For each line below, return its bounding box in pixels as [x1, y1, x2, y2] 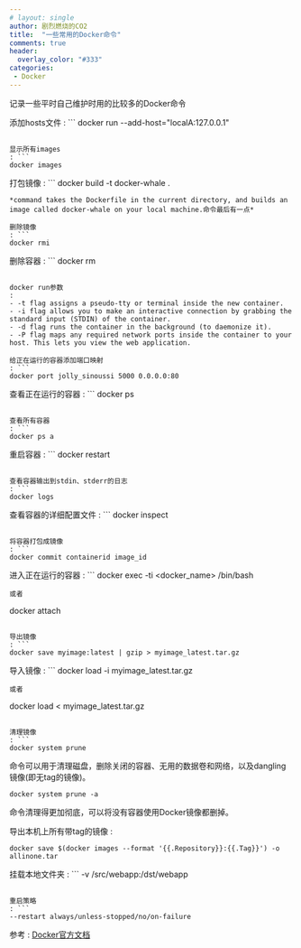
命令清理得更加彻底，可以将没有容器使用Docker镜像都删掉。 [9, 806, 234, 817]
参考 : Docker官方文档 [9, 929, 91, 940]
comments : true [9, 38, 67, 48]
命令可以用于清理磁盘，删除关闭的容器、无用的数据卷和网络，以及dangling [9, 760, 287, 771]
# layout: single [9, 13, 75, 23]
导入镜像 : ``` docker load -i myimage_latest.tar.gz [9, 665, 194, 675]
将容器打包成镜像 [9, 536, 64, 546]
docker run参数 [9, 283, 64, 292]
